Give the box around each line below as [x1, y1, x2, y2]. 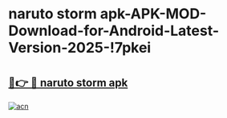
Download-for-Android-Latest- [8, 22, 220, 40]
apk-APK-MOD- [99, 5, 207, 23]
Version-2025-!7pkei [8, 39, 152, 57]
